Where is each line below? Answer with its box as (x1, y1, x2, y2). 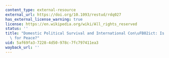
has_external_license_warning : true (5, 17, 83, 22)
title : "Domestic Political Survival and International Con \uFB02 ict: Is (5, 31, 165, 36)
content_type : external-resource (5, 7, 76, 13)
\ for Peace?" (10, 36, 40, 41)
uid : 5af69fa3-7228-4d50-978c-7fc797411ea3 (5, 40, 99, 45)
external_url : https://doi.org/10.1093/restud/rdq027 (5, 12, 122, 17)
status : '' (5, 26, 28, 31)
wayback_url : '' (5, 45, 40, 50)
